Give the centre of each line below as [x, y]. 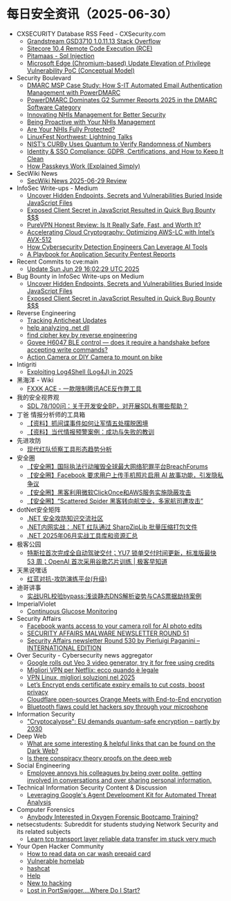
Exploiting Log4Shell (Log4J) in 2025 [80, 371]
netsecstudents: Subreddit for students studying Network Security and [117, 824]
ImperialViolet [36, 604]
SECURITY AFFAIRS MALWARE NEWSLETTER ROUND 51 [108, 633]
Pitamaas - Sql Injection [61, 55]
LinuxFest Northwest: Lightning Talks [80, 136]
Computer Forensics [46, 809]
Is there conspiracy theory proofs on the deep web [99, 758]
